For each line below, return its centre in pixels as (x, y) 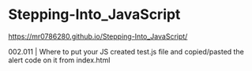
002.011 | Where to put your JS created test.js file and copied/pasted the (126, 51)
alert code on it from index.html (59, 60)
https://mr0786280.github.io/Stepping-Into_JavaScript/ (98, 36)
